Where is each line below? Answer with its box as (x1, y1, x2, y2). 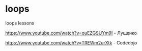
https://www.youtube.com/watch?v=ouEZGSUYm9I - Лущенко (5, 30, 137, 36)
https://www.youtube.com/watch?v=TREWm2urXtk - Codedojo (5, 39, 137, 46)
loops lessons (5, 20, 35, 26)
